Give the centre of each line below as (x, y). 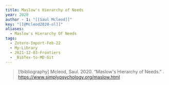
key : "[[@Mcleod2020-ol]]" (34, 24)
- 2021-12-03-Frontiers (35, 52)
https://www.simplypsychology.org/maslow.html (69, 77)
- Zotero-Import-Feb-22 (35, 43)
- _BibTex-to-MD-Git (32, 57)
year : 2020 (17, 15)
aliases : (15, 29)
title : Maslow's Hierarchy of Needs (44, 10)
